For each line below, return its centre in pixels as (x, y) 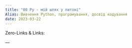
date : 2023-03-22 (23, 19)
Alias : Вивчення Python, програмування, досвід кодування (66, 14)
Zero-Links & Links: (25, 33)
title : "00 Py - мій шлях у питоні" (43, 10)
